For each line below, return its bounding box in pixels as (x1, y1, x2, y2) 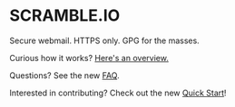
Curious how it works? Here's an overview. (9, 52, 170, 63)
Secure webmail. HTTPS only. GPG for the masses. (9, 35, 200, 46)
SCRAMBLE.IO (9, 5, 121, 26)
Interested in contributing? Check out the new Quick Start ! (9, 87, 227, 98)
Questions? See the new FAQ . (9, 69, 120, 81)
